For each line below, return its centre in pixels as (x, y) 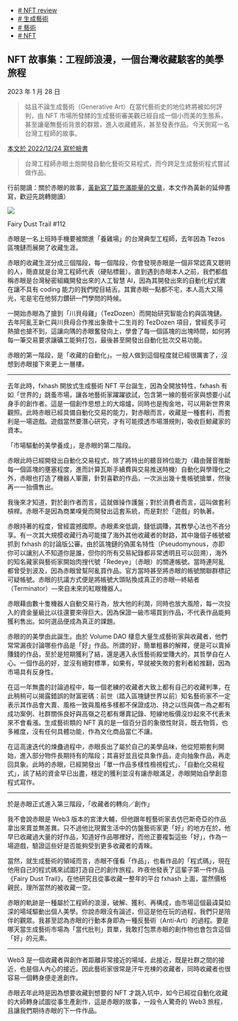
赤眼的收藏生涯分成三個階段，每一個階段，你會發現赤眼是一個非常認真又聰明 (119, 262)
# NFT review (37, 10)
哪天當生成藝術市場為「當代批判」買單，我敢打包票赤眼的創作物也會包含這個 (119, 929)
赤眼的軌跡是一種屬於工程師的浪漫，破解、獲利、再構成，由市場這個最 (110, 902)
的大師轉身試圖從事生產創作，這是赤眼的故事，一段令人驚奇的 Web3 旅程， (117, 1001)
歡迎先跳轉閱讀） (44, 196)
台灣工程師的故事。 (53, 133)
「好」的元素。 (29, 938)
